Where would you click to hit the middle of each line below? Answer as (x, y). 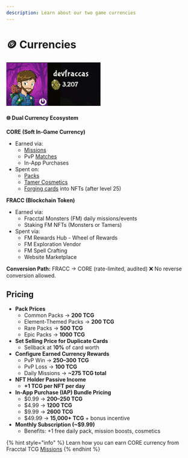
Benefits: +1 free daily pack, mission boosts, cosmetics (92, 431)
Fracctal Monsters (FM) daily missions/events (80, 218)
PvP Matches (40, 156)
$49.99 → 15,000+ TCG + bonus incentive (77, 418)
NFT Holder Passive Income (50, 380)
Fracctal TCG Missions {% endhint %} (53, 449)
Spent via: (27, 231)
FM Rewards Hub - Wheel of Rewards (71, 237)
